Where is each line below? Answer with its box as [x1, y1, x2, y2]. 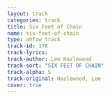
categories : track [7, 17, 61, 24]
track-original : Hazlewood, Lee [7, 75, 101, 82]
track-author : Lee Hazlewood [7, 56, 92, 63]
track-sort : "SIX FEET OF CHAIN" [7, 62, 104, 69]
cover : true [7, 82, 42, 89]
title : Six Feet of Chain [7, 23, 82, 30]
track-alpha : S [7, 68, 52, 75]
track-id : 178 [7, 43, 49, 49]
